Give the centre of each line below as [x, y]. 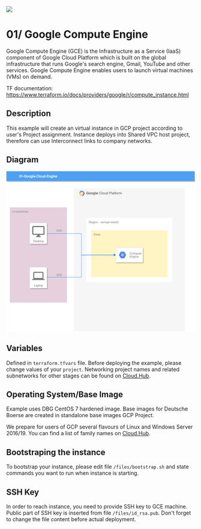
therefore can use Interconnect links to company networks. [79, 141]
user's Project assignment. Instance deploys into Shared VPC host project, [98, 134]
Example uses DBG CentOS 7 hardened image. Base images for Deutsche [97, 409]
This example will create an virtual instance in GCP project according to [94, 128]
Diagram [22, 160]
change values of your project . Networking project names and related [93, 369]
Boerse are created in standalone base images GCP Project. [80, 415]
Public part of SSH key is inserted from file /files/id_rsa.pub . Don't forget [99, 513]
